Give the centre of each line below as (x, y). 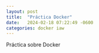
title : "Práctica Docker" (39, 17)
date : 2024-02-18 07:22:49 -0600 (50, 22)
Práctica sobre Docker (33, 45)
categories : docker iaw (35, 28)
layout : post (22, 11)
